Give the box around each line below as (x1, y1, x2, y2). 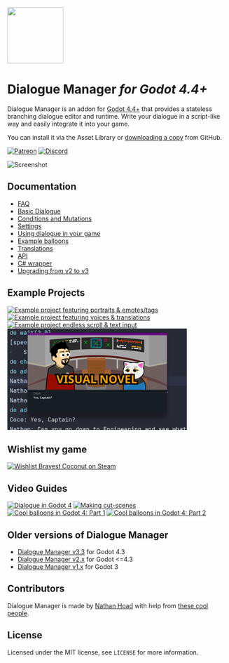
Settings (17, 221, 42, 230)
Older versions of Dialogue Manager (7, 529, 169, 541)
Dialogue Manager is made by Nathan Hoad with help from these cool (7, 601, 209, 610)
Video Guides (7, 483, 68, 494)
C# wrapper (17, 259, 53, 268)
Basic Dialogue (17, 206, 61, 215)
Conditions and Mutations (17, 214, 92, 223)
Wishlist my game (7, 443, 88, 455)
